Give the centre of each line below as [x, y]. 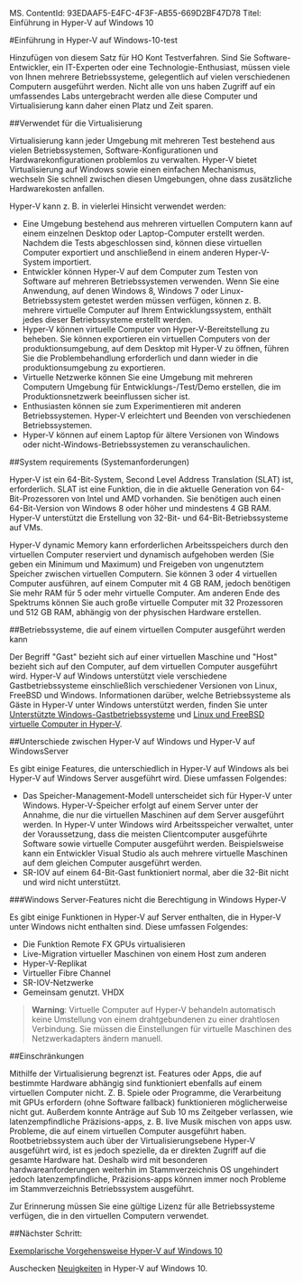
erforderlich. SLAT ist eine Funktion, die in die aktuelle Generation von [139, 489]
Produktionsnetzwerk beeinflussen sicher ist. [106, 396]
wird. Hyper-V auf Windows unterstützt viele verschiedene [118, 676]
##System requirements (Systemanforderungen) [100, 462]
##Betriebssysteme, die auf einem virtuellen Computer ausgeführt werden [147, 630]
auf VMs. [26, 527]
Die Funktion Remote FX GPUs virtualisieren [104, 944]
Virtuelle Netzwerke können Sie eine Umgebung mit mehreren [138, 377]
